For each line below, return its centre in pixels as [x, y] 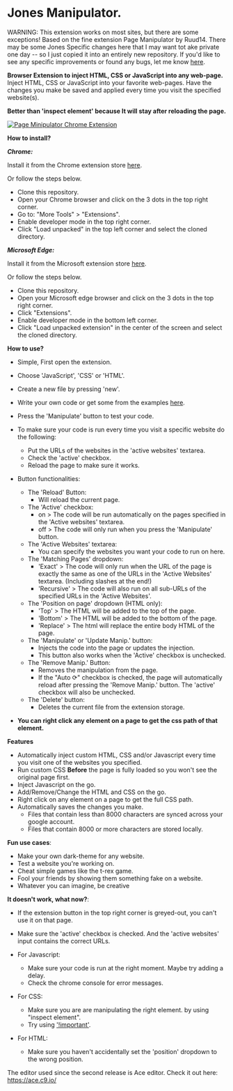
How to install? [29, 138]
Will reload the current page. [79, 499]
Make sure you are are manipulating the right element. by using [118, 1009]
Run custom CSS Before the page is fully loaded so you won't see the [117, 770]
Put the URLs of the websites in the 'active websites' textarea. [116, 450]
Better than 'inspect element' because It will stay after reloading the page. [116, 111]
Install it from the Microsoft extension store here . [77, 264]
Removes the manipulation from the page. [98, 670]
